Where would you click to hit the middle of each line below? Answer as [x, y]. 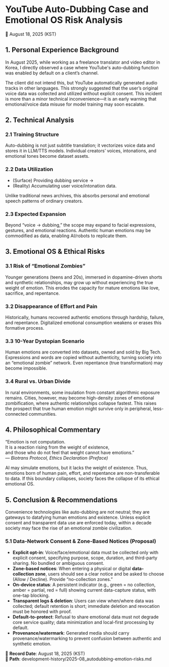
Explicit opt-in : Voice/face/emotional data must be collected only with [86, 552]
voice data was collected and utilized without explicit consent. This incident [84, 93]
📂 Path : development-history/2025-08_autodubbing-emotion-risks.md [78, 659]
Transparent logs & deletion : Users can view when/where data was [83, 601]
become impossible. [26, 368]
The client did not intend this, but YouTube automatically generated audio [81, 82]
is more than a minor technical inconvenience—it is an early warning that [81, 99]
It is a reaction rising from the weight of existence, [57, 447]
